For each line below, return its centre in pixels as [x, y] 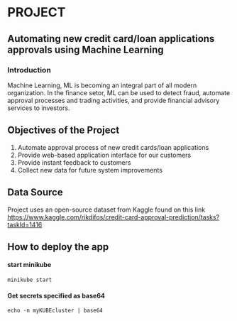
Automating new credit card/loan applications [111, 39]
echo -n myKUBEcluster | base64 [55, 311]
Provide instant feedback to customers [74, 162]
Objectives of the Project [64, 130]
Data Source [35, 192]
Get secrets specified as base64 [56, 295]
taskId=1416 [25, 224]
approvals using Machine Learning [86, 49]
